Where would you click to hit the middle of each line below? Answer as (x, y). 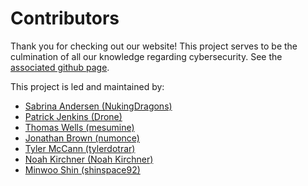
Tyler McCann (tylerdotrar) (80, 148)
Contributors (65, 18)
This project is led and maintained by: (87, 86)
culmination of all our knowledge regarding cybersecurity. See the (146, 56)
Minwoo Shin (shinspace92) (82, 169)
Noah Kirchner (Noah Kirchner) (89, 159)
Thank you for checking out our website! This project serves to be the (154, 46)
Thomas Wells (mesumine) (79, 127)
